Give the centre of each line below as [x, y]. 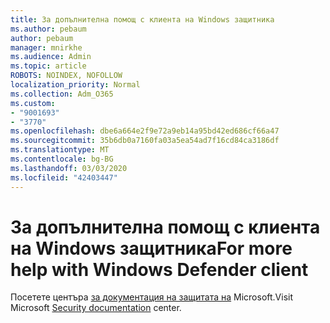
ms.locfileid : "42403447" [64, 177]
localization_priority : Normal [75, 85]
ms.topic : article [48, 66]
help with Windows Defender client [159, 269]
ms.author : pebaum [48, 29]
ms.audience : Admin [51, 57]
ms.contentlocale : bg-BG [62, 159]
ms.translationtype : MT [60, 150]
